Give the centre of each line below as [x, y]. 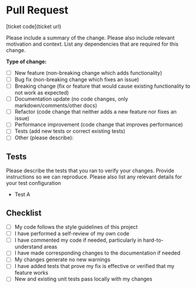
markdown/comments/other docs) [56, 105]
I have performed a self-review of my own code [72, 234]
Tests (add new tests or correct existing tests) [70, 131]
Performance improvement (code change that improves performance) [99, 125]
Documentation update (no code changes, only [71, 99]
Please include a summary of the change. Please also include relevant [90, 37]
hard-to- [153, 240]
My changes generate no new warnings [62, 260]
